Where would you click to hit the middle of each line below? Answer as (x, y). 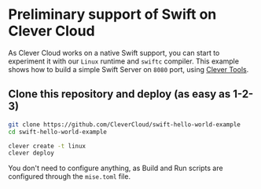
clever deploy (31, 153)
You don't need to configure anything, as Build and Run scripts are (116, 168)
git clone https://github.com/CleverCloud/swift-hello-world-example (125, 124)
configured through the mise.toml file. (70, 176)
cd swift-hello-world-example (58, 132)
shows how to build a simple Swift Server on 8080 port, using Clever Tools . (129, 69)
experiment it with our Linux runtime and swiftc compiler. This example (124, 61)
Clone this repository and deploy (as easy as (119, 94)
